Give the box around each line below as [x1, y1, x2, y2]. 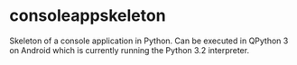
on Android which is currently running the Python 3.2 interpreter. [9, 44, 250, 55]
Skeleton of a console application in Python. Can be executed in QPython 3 [9, 35, 289, 46]
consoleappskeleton [9, 5, 166, 26]
